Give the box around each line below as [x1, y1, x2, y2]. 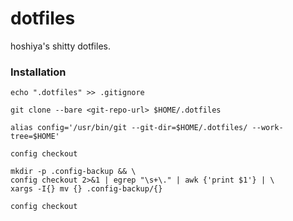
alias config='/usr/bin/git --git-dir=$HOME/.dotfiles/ [10, 123, 248, 133]
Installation [10, 65, 67, 79]
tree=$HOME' [10, 132, 60, 142]
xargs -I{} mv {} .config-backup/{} [10, 184, 163, 194]
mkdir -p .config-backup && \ [10, 167, 137, 177]
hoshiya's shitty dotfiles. [10, 40, 111, 52]
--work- [251, 123, 284, 133]
